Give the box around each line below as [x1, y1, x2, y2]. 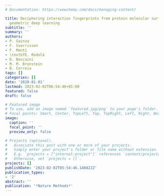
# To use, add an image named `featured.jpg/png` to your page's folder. [5, 107, 159, 111]
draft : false [5, 93, 32, 98]
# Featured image [5, 102, 41, 107]
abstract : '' [5, 179, 32, 184]
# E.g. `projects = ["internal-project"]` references [5, 152, 121, 157]
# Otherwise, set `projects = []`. [5, 156, 82, 161]
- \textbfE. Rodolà [5, 52, 45, 57]
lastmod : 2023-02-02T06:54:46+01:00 [5, 84, 80, 89]
